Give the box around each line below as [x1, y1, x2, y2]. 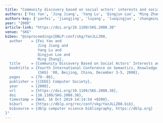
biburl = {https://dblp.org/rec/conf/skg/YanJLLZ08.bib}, [9, 102, 136, 107]
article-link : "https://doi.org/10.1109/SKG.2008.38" [5, 25, 116, 30]
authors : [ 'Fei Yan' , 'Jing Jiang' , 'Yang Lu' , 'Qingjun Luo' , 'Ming [5, 12, 149, 16]
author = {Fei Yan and [9, 39, 62, 44]
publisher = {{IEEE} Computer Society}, [9, 79, 92, 84]
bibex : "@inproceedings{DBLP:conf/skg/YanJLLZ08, [5, 34, 108, 39]
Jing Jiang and [37, 43, 68, 48]
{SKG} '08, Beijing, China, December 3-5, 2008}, [37, 70, 140, 75]
